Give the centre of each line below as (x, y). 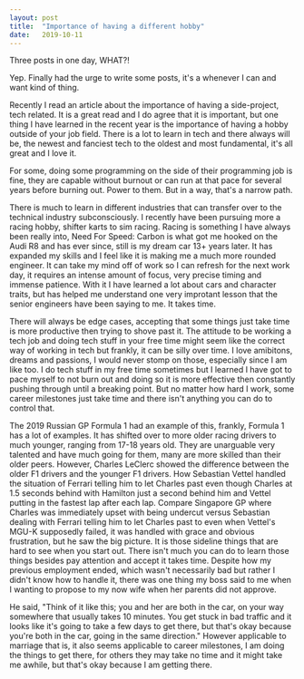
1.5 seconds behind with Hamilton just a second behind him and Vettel (140, 493)
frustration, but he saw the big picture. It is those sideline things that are (144, 541)
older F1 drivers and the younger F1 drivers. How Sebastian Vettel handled (147, 474)
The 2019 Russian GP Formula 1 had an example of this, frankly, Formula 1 (147, 426)
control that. (32, 408)
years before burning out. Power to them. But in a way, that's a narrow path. (151, 190)
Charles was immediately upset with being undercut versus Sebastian (140, 512)
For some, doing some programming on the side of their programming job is (151, 171)
